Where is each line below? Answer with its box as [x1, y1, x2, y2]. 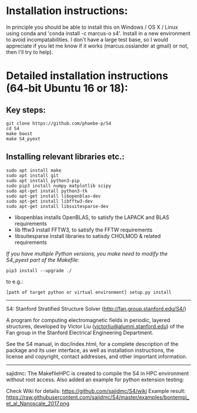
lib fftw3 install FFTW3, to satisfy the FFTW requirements [14, 226, 153, 233]
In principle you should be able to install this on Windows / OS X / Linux [6, 23, 178, 31]
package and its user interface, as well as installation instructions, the [6, 347, 174, 354]
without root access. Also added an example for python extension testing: [6, 376, 185, 383]
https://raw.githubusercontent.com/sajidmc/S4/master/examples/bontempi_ [6, 394, 189, 401]
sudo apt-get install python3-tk [6, 188, 88, 194]
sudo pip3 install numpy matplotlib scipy [6, 183, 111, 189]
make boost [6, 130, 33, 136]
